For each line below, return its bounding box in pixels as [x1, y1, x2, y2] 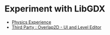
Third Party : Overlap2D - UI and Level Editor [11, 24, 102, 30]
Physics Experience [11, 19, 52, 25]
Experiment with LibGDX [4, 3, 106, 14]
